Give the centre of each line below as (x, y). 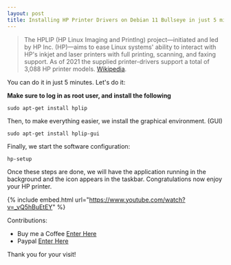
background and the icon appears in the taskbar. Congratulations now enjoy (114, 179)
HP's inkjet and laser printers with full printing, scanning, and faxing (120, 54)
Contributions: (27, 220)
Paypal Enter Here (43, 241)
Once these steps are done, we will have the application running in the (107, 171)
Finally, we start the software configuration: (69, 146)
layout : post (26, 13)
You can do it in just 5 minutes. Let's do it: (66, 82)
